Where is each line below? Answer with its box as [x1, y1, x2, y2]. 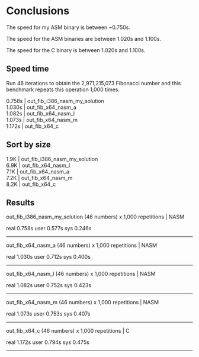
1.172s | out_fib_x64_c [6, 123, 59, 130]
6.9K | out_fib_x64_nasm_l [6, 162, 70, 169]
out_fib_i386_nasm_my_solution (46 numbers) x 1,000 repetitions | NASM [6, 213, 185, 220]
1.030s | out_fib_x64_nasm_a [6, 104, 77, 111]
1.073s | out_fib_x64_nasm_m [6, 116, 78, 123]
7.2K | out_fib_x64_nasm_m [6, 174, 73, 181]
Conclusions [6, 4, 70, 18]
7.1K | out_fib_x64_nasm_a [6, 168, 70, 175]
